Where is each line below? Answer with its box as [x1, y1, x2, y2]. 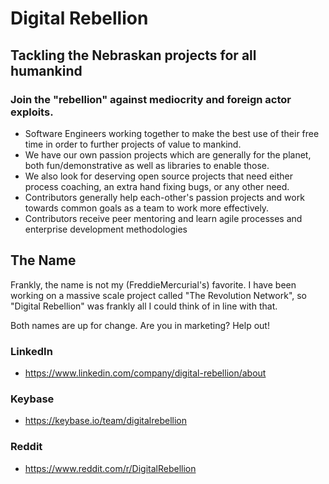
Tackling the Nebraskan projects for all [10, 47, 257, 64]
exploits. [10, 105, 54, 119]
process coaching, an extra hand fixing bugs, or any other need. [24, 180, 290, 192]
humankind [10, 62, 83, 79]
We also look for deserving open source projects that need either [24, 170, 294, 182]
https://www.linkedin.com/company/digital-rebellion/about [24, 367, 267, 379]
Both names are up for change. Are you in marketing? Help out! [10, 319, 270, 331]
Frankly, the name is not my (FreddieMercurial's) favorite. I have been [10, 278, 297, 291]
